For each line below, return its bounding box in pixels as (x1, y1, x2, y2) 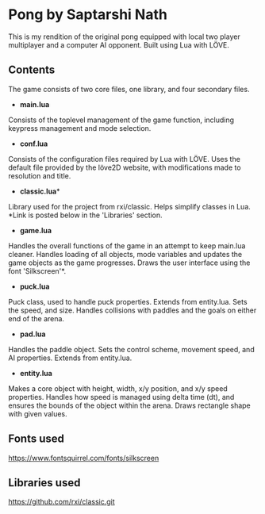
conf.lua (19, 139, 48, 148)
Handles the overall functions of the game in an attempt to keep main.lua (8, 240, 246, 251)
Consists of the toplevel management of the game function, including (8, 115, 235, 125)
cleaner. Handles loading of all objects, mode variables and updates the (8, 249, 243, 259)
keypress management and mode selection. (8, 123, 152, 132)
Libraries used (8, 476, 81, 489)
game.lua (19, 225, 52, 235)
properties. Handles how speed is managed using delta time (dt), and (8, 392, 235, 401)
